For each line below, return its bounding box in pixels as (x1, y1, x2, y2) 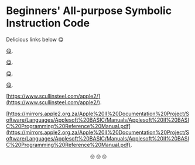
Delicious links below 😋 (6, 36, 64, 43)
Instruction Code (6, 16, 90, 30)
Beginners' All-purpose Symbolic (6, 4, 172, 18)
